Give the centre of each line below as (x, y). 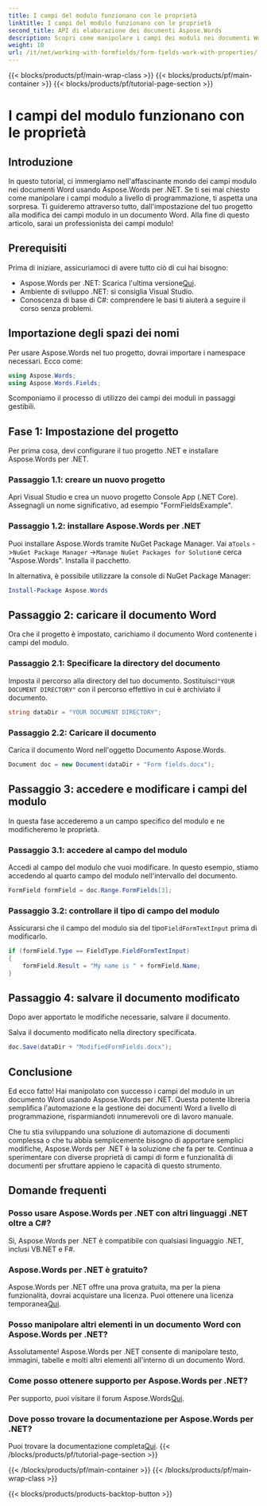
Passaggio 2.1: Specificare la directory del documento (114, 663)
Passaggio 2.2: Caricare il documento (82, 733)
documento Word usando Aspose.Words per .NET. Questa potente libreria (129, 1099)
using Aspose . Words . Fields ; (55, 383)
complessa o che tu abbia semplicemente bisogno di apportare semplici (126, 1140)
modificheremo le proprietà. (54, 829)
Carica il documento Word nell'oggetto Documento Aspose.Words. (117, 749)
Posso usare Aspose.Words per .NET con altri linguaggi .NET (128, 1213)
